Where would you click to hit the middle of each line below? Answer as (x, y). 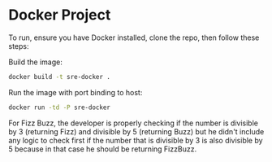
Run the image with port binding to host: (76, 92)
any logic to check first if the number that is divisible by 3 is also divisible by (136, 140)
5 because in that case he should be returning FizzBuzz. (103, 149)
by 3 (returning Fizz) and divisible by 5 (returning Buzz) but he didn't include (136, 131)
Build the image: (35, 62)
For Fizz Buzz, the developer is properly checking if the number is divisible (133, 123)
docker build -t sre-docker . (60, 77)
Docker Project (60, 15)
